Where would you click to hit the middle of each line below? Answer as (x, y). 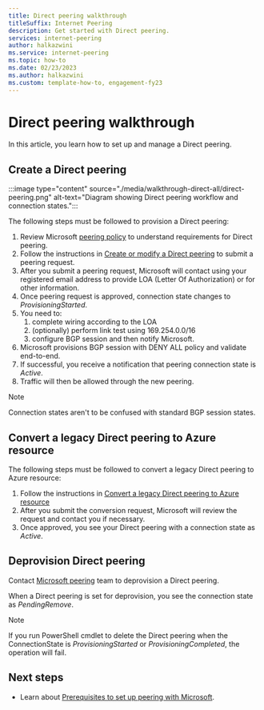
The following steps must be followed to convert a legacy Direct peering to (131, 470)
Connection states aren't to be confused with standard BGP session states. (132, 412)
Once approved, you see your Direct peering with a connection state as (138, 527)
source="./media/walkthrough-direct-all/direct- (167, 189)
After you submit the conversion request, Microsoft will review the (128, 511)
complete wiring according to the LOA (94, 322)
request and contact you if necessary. (82, 519)
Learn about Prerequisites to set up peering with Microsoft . (117, 696)
